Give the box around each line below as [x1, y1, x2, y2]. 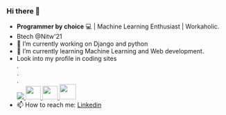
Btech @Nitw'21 [16, 33, 62, 41]
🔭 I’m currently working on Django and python [16, 39, 148, 48]
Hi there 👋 [6, 6, 41, 16]
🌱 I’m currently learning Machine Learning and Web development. [16, 47, 205, 55]
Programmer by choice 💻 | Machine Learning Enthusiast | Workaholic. [16, 22, 220, 30]
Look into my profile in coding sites [16, 55, 117, 63]
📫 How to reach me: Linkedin [16, 100, 102, 109]
